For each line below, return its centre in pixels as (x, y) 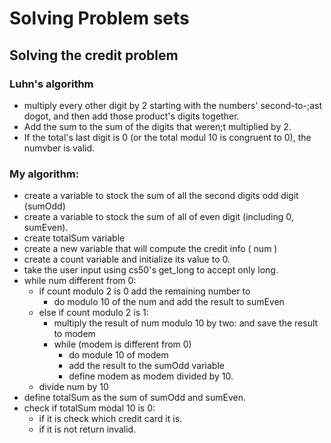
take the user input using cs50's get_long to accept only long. (151, 270)
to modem (74, 334)
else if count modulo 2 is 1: (93, 313)
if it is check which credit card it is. (110, 419)
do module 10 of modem (118, 355)
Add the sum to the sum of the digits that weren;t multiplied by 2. (157, 126)
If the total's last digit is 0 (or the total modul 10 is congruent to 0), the (167, 137)
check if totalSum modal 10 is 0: (89, 408)
